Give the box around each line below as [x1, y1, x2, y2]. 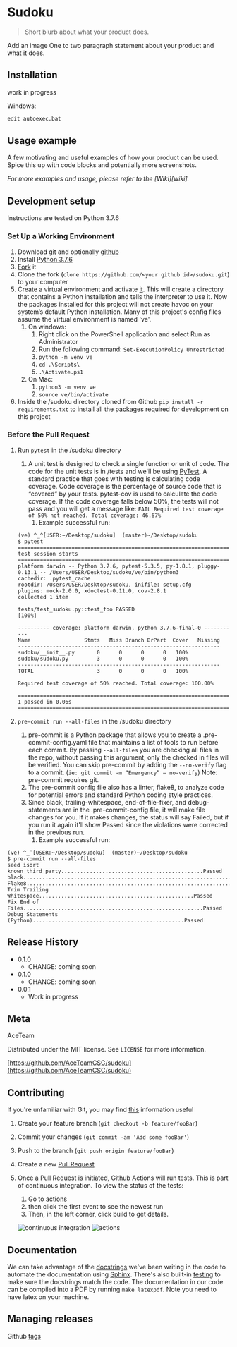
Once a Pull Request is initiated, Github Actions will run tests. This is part [17, 1174, 229, 1182]
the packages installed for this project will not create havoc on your [17, 300, 214, 308]
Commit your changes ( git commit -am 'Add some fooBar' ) [17, 1133, 190, 1141]
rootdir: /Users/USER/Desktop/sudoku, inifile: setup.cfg [17, 581, 192, 588]
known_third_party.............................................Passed [7, 867, 222, 874]
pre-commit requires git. [28, 775, 99, 784]
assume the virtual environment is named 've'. [17, 315, 152, 323]
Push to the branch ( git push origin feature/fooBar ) [17, 1147, 174, 1155]
